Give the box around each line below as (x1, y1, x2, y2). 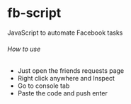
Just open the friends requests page (17, 67, 125, 75)
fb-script (7, 5, 62, 21)
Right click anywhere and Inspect (17, 74, 115, 83)
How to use (7, 45, 41, 53)
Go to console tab (17, 81, 70, 90)
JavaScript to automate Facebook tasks (7, 28, 123, 37)
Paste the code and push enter (17, 89, 108, 98)
